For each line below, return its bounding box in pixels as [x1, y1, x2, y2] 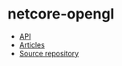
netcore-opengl [7, 5, 115, 23]
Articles [18, 39, 45, 49]
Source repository [18, 48, 79, 58]
